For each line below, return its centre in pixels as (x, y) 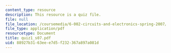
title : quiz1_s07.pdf (28, 38)
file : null (17, 19)
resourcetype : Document (31, 33)
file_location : (21, 24)
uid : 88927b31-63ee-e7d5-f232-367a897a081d (52, 43)
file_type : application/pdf (35, 29)
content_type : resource (31, 10)
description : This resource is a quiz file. (53, 15)
